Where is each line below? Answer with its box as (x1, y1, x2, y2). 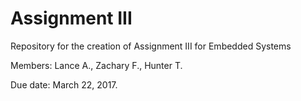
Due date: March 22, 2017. (10, 78, 118, 91)
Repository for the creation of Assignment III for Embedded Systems (10, 40, 292, 52)
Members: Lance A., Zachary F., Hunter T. (10, 59, 183, 71)
